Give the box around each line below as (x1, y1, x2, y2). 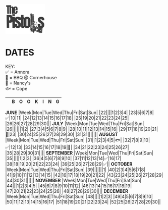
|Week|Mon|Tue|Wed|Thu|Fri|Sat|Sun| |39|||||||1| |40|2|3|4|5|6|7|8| (5, 167, 146, 173)
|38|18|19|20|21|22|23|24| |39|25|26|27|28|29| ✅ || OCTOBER (5, 161, 133, 167)
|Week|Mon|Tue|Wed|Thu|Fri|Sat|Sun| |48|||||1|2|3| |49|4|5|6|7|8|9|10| (5, 193, 153, 199)
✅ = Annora (5, 69, 30, 75)
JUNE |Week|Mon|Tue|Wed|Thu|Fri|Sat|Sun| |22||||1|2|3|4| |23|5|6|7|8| (5, 110, 154, 116)
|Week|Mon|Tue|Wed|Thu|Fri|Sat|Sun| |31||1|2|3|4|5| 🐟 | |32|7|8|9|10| (5, 137, 150, 143)
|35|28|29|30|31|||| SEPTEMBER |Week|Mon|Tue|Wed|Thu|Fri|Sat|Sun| (5, 150, 154, 156)
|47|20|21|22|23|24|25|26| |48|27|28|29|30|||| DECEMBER (5, 188, 129, 194)
